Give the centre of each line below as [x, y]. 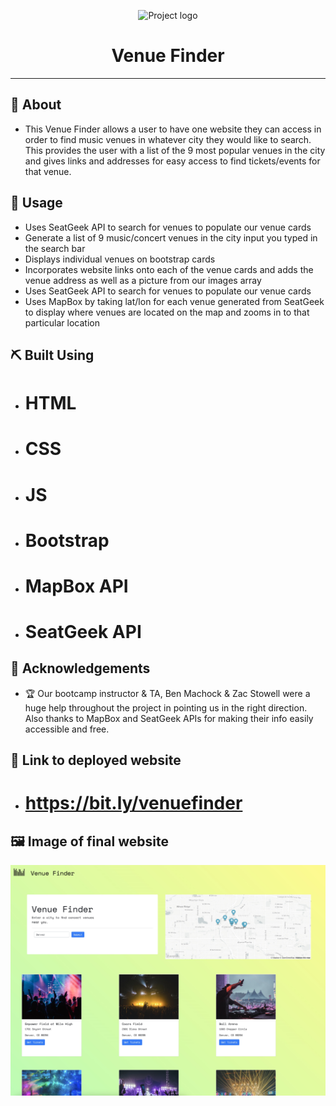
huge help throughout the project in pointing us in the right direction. [166, 707]
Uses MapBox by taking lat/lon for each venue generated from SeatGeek [174, 301]
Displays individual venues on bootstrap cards [120, 259]
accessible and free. [67, 729]
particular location [62, 322]
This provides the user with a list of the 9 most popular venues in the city [175, 150]
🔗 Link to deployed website [96, 760]
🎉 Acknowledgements [80, 668]
